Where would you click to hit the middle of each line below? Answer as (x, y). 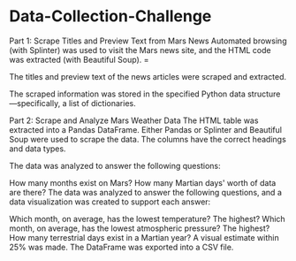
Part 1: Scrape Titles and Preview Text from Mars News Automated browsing (148, 41)
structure (264, 94)
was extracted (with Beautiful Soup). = (79, 59)
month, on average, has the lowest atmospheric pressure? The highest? (140, 228)
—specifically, (35, 103)
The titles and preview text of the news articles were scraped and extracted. (148, 76)
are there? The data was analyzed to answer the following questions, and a (146, 192)
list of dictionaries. (102, 103)
